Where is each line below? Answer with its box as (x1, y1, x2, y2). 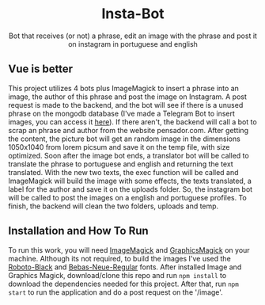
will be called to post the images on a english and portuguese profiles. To (8, 193, 247, 202)
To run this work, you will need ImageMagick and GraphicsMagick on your (8, 245, 251, 254)
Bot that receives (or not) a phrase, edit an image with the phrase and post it (9, 31, 257, 40)
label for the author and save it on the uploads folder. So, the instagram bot (8, 184, 253, 194)
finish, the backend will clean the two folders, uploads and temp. (8, 201, 219, 211)
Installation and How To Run (8, 224, 149, 238)
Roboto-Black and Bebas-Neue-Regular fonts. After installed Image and (8, 262, 242, 272)
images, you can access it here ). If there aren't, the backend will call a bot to (8, 116, 257, 127)
